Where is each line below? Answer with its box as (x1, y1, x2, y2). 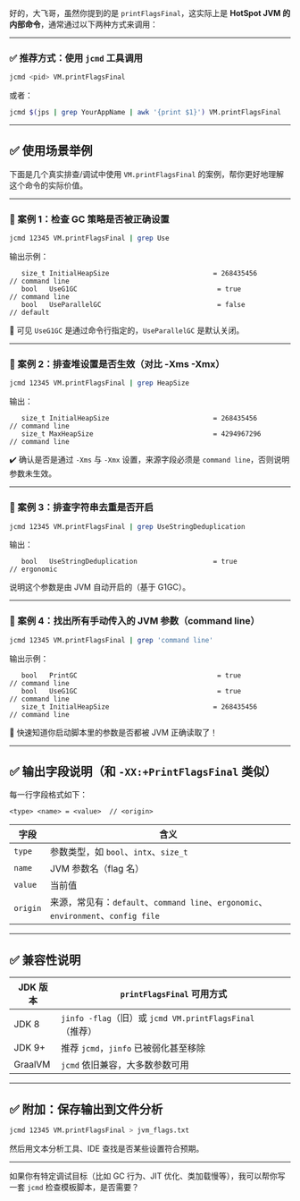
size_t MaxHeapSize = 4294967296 (21, 430, 262, 439)
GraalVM (13, 1059, 51, 1071)
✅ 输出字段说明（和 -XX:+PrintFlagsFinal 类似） (9, 763, 277, 779)
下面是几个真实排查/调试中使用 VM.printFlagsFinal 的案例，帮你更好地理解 (9, 168, 284, 179)
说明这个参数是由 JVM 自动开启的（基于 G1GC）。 (9, 582, 190, 592)
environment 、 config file (50, 909, 161, 922)
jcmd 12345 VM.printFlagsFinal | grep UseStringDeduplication (9, 522, 246, 531)
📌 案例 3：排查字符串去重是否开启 (9, 501, 154, 514)
